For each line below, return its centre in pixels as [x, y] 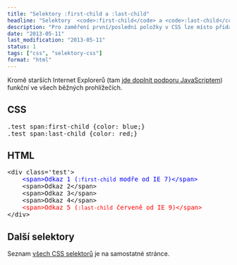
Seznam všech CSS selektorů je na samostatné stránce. [89, 254]
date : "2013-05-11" [36, 34]
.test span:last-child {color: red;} [73, 134]
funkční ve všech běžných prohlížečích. [65, 87]
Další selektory [41, 236]
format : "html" [30, 60]
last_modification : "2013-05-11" [56, 40]
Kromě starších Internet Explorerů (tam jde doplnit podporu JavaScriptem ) [115, 80]
